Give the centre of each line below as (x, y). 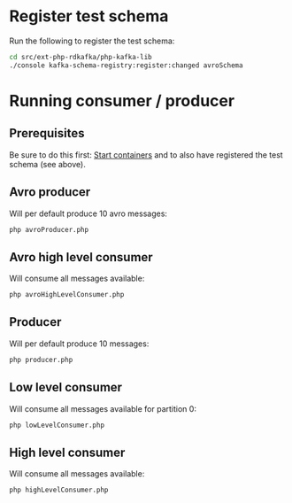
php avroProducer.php (49, 229)
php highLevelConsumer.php (59, 490)
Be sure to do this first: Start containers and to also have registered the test (146, 155)
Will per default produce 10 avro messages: (88, 213)
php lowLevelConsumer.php (57, 425)
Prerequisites (47, 133)
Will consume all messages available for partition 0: (103, 408)
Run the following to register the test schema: (92, 41)
